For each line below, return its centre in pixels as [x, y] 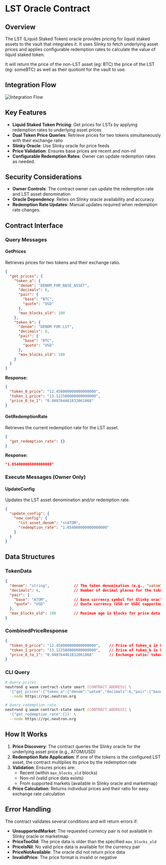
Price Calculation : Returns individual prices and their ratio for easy [80, 788]
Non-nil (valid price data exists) [52, 778]
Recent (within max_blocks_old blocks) [59, 773]
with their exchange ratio [38, 140]
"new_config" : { [31, 519]
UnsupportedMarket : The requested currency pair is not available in [82, 831]
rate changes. [26, 210]
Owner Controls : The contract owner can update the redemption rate [83, 189]
